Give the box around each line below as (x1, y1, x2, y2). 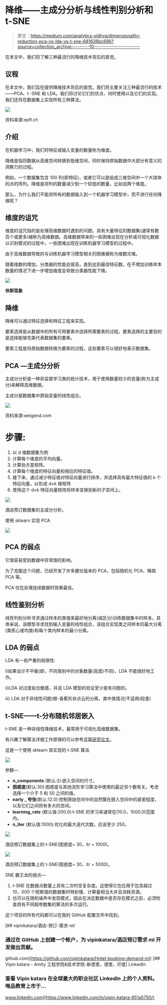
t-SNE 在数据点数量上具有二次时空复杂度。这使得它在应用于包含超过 (12, 883, 153, 889)
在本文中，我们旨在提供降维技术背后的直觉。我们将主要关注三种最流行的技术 (5, 84, 162, 90)
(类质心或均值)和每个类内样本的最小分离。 (5, 627, 91, 633)
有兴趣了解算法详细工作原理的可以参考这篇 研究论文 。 (5, 737, 114, 743)
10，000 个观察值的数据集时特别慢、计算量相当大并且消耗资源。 (12, 889, 144, 895)
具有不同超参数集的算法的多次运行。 (16, 902, 91, 908)
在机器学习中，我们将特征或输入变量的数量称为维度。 (5, 147, 114, 153)
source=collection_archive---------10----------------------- (17, 43, 140, 49)
